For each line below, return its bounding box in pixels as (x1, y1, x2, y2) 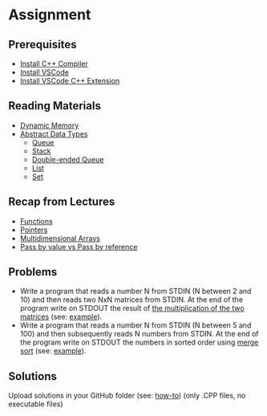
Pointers (19, 225, 48, 235)
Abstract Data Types (19, 128, 88, 138)
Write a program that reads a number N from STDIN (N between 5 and (19, 320, 252, 330)
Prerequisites (8, 38, 77, 51)
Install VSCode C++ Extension (19, 76, 120, 85)
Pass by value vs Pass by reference (19, 242, 138, 251)
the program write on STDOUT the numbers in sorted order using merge (19, 337, 259, 347)
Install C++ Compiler (19, 59, 88, 68)
